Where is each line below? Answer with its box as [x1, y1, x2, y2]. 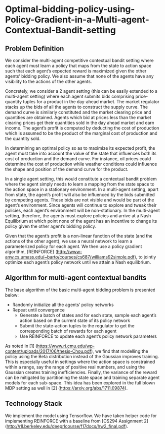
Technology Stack [5, 399, 62, 408]
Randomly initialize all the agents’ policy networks [12, 302, 114, 308]
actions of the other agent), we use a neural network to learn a [5, 238, 132, 244]
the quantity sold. [5, 135, 41, 141]
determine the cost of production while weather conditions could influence [5, 161, 157, 167]
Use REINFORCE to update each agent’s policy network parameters [19, 333, 157, 339]
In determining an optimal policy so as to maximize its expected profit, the [5, 145, 156, 151]
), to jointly [134, 254, 157, 260]
